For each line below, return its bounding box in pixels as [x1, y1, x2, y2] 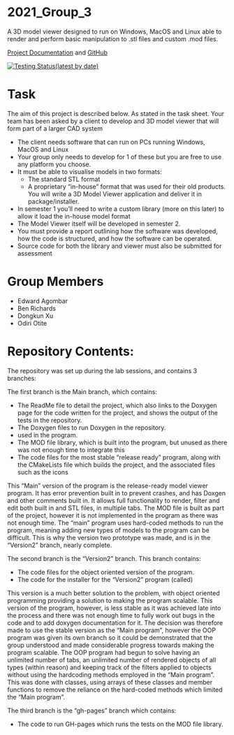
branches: [7, 374, 36, 382]
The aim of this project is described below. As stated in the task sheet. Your [7, 109, 225, 117]
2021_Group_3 [7, 4, 92, 20]
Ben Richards [17, 304, 56, 312]
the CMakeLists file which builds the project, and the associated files [17, 460, 216, 469]
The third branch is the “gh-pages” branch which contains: [7, 706, 177, 715]
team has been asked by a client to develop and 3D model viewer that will [7, 117, 219, 125]
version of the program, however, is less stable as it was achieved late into [7, 604, 221, 612]
